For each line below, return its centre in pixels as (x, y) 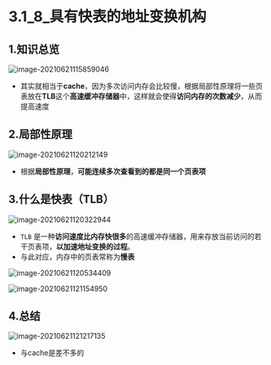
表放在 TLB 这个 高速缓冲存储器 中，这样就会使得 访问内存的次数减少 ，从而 (141, 96)
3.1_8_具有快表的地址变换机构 (107, 17)
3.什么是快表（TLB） (61, 200)
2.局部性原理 (41, 135)
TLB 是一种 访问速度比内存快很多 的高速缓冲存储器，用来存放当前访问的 (137, 236)
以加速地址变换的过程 (92, 246)
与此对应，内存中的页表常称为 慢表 (77, 256)
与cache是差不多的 (52, 353)
